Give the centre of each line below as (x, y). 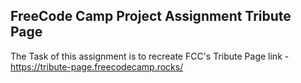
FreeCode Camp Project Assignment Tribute (151, 16)
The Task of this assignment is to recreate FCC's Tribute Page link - (150, 56)
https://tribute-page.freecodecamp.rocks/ (97, 66)
